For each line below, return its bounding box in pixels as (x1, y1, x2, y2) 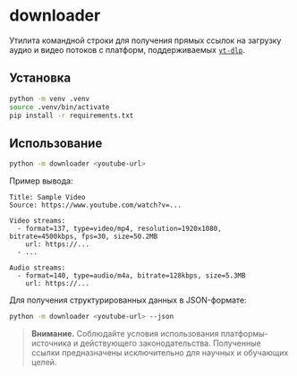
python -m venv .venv (9, 94, 90, 103)
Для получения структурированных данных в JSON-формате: (9, 295, 248, 305)
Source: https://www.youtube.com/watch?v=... (9, 201, 182, 210)
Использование (9, 135, 103, 150)
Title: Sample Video (9, 193, 87, 202)
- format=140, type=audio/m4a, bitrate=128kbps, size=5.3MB (17, 271, 246, 280)
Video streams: (9, 217, 66, 226)
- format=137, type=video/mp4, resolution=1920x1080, (17, 225, 222, 234)
